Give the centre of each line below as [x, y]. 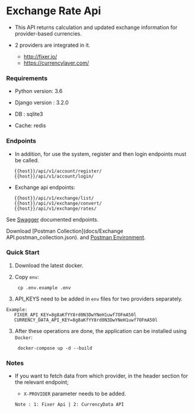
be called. [27, 160]
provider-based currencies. [48, 33]
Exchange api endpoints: [45, 187]
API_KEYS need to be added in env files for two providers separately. [98, 299]
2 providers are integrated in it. [53, 45]
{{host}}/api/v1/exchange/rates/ [55, 209]
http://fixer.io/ [40, 56]
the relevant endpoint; [42, 382]
